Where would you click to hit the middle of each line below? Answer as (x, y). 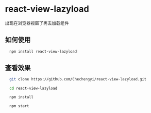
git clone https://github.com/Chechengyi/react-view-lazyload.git (78, 79)
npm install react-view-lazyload (43, 51)
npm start (19, 106)
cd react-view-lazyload (33, 89)
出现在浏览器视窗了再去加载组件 (37, 23)
